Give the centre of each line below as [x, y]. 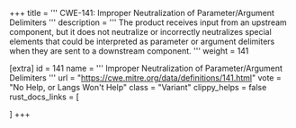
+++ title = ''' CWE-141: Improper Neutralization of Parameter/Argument [142, 13]
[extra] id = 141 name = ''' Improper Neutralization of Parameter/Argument [146, 68]
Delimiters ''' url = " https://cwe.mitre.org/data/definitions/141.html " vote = [145, 78]
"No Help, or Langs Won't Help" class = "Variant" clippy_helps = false [138, 87]
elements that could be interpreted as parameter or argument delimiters [142, 41]
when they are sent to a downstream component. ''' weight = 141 [129, 51]
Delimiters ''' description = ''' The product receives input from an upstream [148, 22]
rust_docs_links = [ [44, 97]
